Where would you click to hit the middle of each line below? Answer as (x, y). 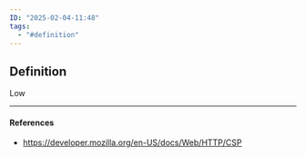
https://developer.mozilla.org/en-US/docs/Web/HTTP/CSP (132, 142)
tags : (20, 26)
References (32, 123)
